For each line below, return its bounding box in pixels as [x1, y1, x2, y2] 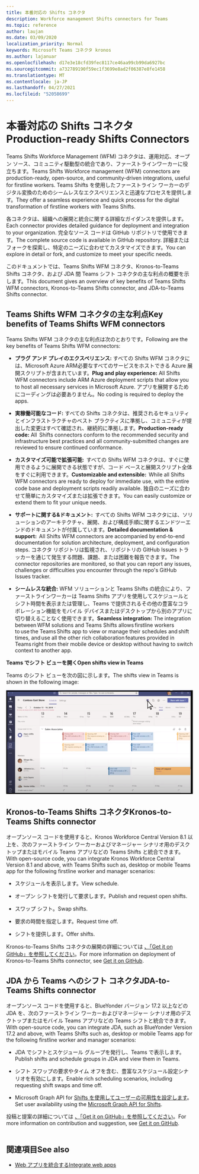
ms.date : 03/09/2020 [6, 34, 57, 41]
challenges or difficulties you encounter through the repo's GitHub [14, 566, 177, 573]
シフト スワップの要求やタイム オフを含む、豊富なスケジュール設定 [14, 1068, 179, 1075]
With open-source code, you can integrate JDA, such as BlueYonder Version [6, 1024, 192, 1031]
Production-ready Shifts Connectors [6, 133, 190, 146]
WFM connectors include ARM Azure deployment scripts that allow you [14, 376, 190, 383]
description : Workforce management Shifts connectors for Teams [6, 15, 168, 22]
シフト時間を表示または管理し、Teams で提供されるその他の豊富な [14, 599, 178, 607]
